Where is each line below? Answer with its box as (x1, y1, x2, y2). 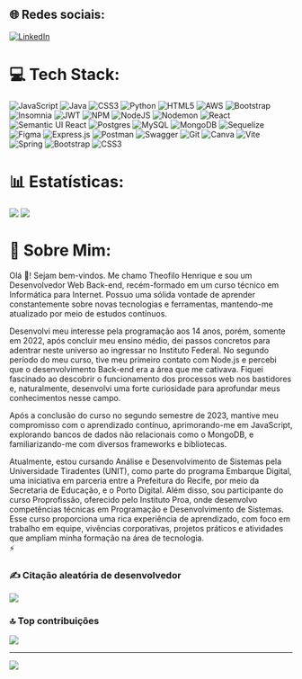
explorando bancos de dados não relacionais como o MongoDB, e (9, 429, 254, 440)
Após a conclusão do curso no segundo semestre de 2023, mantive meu (9, 409, 279, 421)
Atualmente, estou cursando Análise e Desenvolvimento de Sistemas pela (9, 456, 282, 467)
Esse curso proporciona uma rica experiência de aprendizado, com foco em (9, 513, 290, 524)
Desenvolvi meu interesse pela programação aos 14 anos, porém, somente (9, 326, 286, 336)
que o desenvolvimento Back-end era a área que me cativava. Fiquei (9, 363, 263, 374)
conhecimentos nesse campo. (9, 392, 121, 403)
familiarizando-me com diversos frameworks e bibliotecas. (9, 438, 227, 449)
